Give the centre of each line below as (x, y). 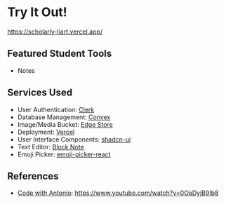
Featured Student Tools (60, 54)
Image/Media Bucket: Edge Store (65, 124)
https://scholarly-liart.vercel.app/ (55, 32)
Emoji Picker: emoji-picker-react (64, 154)
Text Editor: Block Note (51, 147)
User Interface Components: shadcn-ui (74, 139)
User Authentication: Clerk (56, 109)
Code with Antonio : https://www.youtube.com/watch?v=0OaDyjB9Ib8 (118, 193)
